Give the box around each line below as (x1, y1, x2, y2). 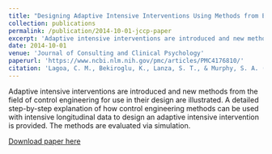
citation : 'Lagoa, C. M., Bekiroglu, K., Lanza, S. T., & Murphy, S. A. (8, 65, 259, 73)
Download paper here (8, 136, 81, 146)
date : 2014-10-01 (8, 42, 67, 50)
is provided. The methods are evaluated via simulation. (8, 120, 191, 130)
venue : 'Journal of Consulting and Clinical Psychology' (8, 49, 205, 57)
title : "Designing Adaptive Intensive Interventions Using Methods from (8, 11, 259, 20)
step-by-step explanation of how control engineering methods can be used (8, 103, 259, 113)
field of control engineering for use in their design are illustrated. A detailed (8, 94, 259, 105)
